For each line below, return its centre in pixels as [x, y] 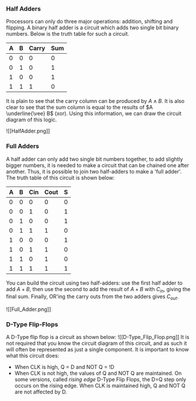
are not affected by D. [41, 392]
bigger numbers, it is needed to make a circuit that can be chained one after [97, 165]
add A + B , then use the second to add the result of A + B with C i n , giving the [98, 290]
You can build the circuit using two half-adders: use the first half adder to [94, 283]
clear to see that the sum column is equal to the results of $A [80, 108]
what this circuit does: [33, 356]
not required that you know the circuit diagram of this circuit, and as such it [97, 343]
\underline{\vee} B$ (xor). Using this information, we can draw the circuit [94, 113]
